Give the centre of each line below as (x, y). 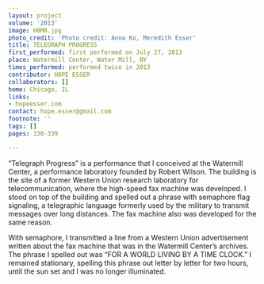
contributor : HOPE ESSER (49, 75)
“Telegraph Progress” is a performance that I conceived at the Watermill (126, 163)
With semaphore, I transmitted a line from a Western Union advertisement (128, 237)
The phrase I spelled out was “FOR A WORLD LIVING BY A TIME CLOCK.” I (130, 254)
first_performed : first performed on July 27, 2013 (95, 52)
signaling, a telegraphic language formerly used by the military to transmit (129, 205)
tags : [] (23, 126)
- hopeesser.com (35, 104)
